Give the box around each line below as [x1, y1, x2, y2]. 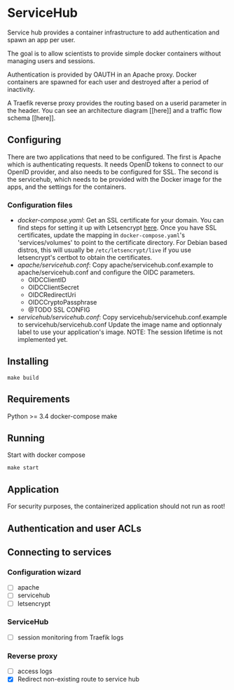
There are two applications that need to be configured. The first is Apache [7, 152, 221, 161]
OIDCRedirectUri [27, 291, 76, 299]
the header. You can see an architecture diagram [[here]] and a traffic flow [7, 106, 222, 114]
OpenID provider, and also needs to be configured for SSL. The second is [7, 167, 219, 176]
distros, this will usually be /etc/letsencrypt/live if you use [17, 246, 191, 254]
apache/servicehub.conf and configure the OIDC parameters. [17, 268, 195, 277]
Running [7, 432, 46, 444]
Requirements [7, 393, 70, 405]
